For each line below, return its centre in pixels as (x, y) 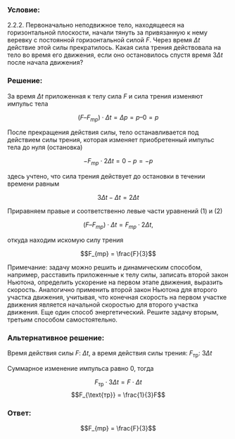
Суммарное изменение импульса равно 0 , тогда (81, 369)
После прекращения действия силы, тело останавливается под (103, 132)
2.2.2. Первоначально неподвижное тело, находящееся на (96, 25)
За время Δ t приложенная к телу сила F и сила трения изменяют (105, 96)
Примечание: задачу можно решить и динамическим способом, (105, 267)
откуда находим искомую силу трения (65, 240)
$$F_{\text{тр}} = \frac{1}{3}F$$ (118, 395)
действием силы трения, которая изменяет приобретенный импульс (111, 140)
